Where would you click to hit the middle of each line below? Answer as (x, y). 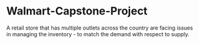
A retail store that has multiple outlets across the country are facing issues (100, 28)
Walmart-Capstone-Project (77, 11)
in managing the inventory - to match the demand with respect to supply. (98, 34)
